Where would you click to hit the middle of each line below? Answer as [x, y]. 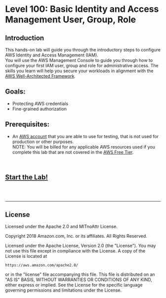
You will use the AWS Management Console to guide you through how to [79, 60]
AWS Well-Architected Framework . [40, 76]
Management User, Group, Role [71, 20]
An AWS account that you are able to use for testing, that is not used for [85, 136]
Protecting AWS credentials [40, 103]
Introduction [25, 38]
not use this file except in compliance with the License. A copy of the [75, 251]
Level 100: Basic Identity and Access [82, 9]
